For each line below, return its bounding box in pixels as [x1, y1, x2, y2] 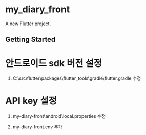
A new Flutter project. [5, 20, 51, 27]
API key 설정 [5, 95, 57, 107]
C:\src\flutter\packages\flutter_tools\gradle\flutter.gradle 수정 [12, 75, 141, 81]
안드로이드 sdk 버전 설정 [5, 57, 102, 69]
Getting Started [5, 35, 56, 44]
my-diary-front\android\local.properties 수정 [12, 113, 106, 119]
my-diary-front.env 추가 [12, 124, 62, 130]
